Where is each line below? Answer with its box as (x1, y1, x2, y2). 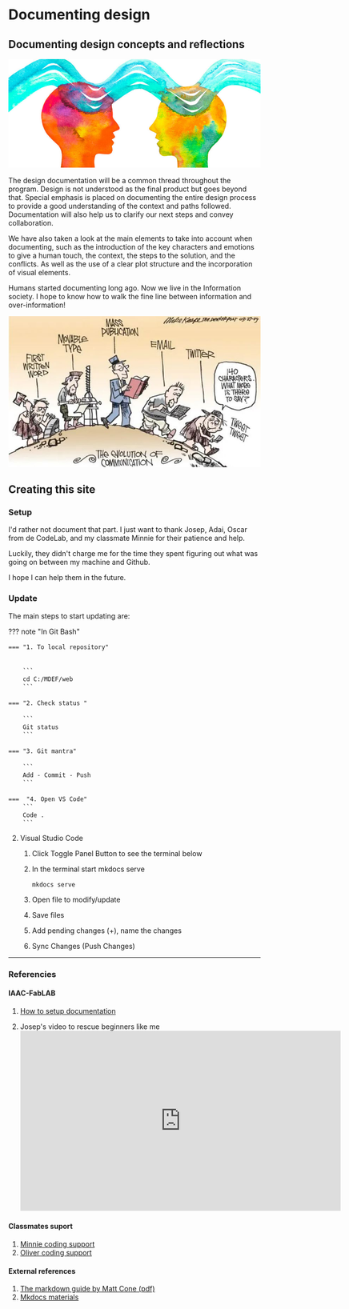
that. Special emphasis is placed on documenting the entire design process (8, 192, 257, 202)
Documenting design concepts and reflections (8, 38, 246, 51)
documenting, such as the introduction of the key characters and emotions (8, 242, 255, 251)
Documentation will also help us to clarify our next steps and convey (8, 210, 234, 219)
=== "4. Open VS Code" (8, 795, 88, 803)
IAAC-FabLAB (8, 988, 56, 998)
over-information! (8, 300, 66, 310)
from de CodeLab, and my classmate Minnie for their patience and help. (8, 534, 246, 543)
